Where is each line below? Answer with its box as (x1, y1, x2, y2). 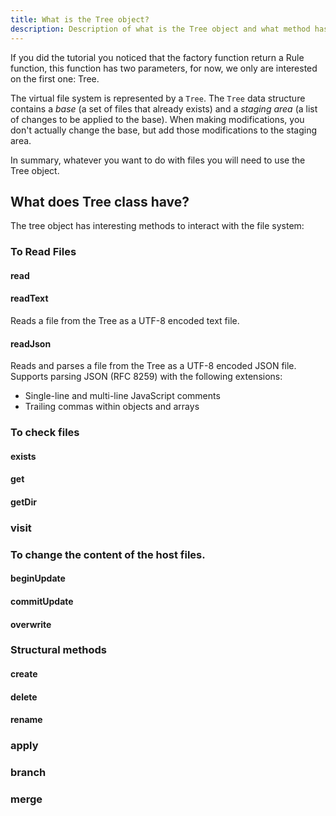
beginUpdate (10, 572, 66, 585)
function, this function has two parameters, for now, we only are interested (10, 62, 318, 74)
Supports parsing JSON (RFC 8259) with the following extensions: (10, 371, 283, 383)
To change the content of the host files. (10, 547, 206, 561)
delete (10, 691, 38, 703)
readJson (10, 337, 52, 350)
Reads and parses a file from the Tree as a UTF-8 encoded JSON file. (10, 360, 297, 372)
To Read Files (10, 245, 77, 259)
